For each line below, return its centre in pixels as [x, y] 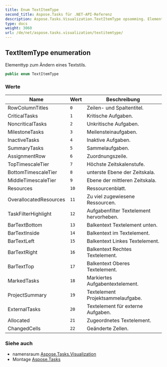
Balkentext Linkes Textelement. [123, 241]
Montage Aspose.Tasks [36, 360]
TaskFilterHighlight [30, 214]
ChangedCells [24, 328]
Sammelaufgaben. [108, 148]
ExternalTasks [24, 309]
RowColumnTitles [28, 108]
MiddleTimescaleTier [32, 180]
